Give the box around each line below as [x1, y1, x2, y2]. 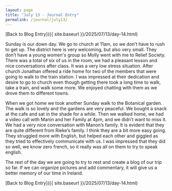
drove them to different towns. [5, 90, 69, 97]
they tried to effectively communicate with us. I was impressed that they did [5, 138, 166, 144]
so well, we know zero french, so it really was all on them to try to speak [5, 144, 158, 150]
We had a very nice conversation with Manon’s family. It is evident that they [5, 122, 165, 128]
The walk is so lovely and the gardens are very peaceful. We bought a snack [5, 106, 167, 112]
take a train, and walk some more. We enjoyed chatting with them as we [5, 85, 158, 91]
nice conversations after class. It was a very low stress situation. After [5, 63, 153, 69]
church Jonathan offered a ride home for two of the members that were [5, 68, 157, 74]
